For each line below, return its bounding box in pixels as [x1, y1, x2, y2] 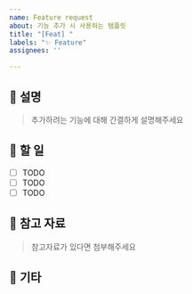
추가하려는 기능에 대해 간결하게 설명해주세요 [30, 114, 184, 125]
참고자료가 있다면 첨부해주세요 [30, 241, 136, 252]
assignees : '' [9, 46, 62, 55]
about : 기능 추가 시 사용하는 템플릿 [9, 21, 127, 30]
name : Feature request [9, 12, 93, 22]
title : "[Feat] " [9, 29, 74, 38]
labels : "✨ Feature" [9, 37, 87, 47]
